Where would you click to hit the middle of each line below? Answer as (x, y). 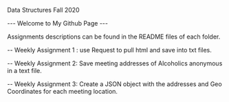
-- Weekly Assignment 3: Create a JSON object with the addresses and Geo (115, 84)
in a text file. (25, 71)
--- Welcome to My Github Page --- (58, 23)
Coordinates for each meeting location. (63, 91)
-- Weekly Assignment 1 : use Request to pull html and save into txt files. (109, 50)
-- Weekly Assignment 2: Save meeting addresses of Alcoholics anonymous (115, 63)
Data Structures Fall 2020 (44, 10)
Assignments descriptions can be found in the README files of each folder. (114, 37)
